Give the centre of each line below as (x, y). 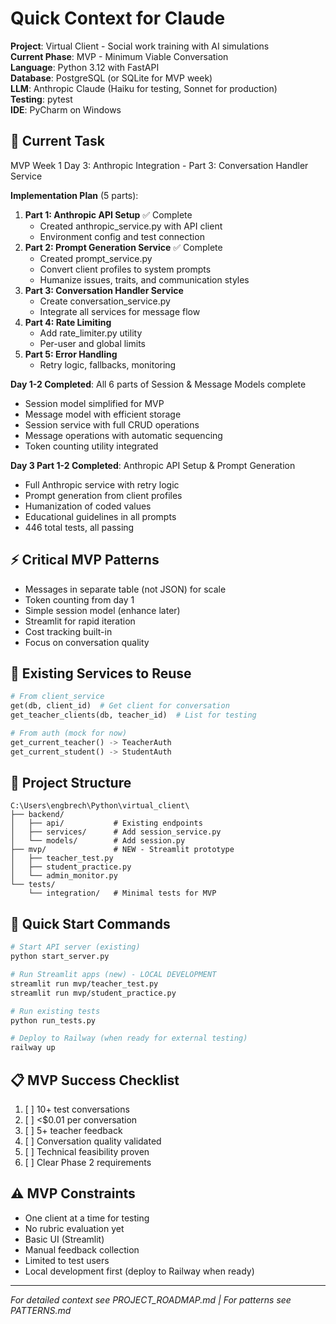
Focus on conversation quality (87, 642)
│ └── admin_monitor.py (64, 876)
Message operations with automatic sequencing (123, 435)
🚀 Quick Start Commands (90, 923)
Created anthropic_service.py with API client (131, 226)
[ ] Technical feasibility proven (87, 1151)
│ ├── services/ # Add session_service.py (116, 832)
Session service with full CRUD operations (112, 424)
